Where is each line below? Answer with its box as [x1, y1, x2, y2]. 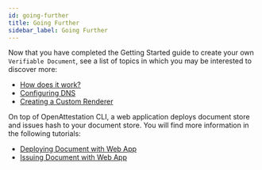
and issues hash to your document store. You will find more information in [8, 120, 249, 130]
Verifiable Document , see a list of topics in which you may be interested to [8, 56, 252, 66]
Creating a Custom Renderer [19, 96, 114, 107]
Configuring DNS [19, 89, 76, 98]
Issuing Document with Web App [19, 153, 127, 162]
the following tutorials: [8, 129, 81, 138]
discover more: [8, 65, 58, 74]
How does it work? [19, 80, 82, 89]
